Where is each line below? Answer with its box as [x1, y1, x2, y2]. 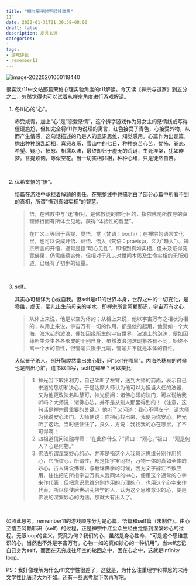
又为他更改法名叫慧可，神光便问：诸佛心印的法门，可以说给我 [37, 391, 187, 398]
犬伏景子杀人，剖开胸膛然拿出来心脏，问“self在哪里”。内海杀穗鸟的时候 [14, 357, 187, 364]
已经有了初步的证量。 [39, 259, 91, 266]
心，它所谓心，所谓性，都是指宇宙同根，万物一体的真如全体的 [37, 457, 187, 464]
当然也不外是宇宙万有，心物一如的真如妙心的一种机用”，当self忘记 [26, 539, 187, 546]
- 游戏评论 [6, 52, 29, 58]
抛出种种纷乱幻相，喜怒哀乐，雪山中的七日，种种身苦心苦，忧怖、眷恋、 [14, 140, 189, 147]
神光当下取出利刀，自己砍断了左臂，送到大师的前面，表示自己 [37, 377, 187, 384]
